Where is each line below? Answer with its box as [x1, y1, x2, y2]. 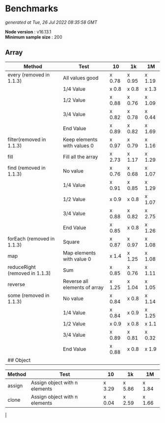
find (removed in [7, 164, 46, 171]
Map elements [63, 249, 96, 256]
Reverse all [63, 278, 88, 284]
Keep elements [63, 136, 98, 143]
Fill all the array [63, 153, 98, 160]
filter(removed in [7, 136, 46, 143]
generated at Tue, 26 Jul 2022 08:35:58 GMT [5, 19, 97, 25]
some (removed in [7, 292, 50, 299]
